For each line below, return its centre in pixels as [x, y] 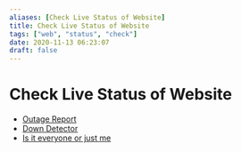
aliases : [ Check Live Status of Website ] [87, 17]
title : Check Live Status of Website [79, 26]
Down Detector [50, 129]
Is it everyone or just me [66, 138]
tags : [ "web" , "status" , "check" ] [74, 34]
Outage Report [49, 119]
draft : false [33, 51]
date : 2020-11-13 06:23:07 [59, 42]
